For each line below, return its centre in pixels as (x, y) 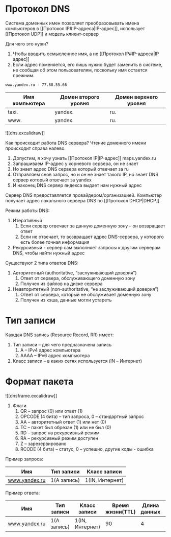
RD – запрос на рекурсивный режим (60, 433)
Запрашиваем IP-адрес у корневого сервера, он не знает (76, 164)
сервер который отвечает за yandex (52, 180)
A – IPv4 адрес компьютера (50, 350)
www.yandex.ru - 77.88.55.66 (36, 85)
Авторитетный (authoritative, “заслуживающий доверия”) (75, 273)
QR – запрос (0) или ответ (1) (51, 411)
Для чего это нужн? (27, 43)
